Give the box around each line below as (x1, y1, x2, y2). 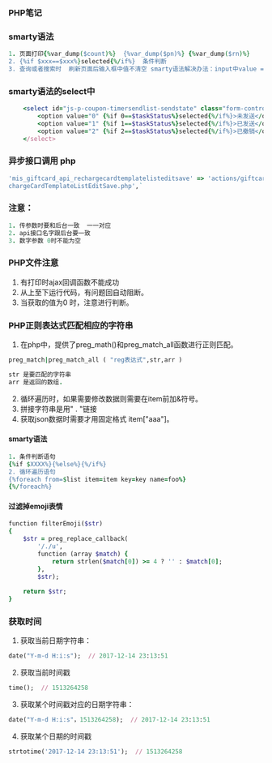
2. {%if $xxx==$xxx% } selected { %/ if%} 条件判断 (8, 58, 168, 66)
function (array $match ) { (37, 550, 129, 558)
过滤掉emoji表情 (8, 501, 63, 511)
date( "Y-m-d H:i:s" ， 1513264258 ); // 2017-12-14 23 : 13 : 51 (8, 716, 210, 724)
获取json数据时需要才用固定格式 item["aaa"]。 (19, 414, 174, 423)
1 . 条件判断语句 (8, 452, 56, 461)
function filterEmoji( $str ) (8, 520, 104, 528)
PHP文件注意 (8, 257, 59, 268)
